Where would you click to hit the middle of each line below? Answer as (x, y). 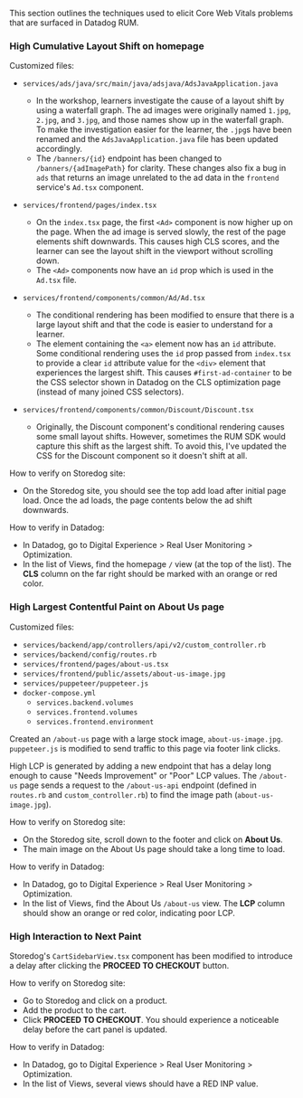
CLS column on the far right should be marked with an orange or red (150, 574)
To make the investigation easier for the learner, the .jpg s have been (164, 129)
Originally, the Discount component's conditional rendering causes (160, 427)
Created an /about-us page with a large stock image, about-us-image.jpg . (146, 738)
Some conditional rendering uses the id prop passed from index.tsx (163, 354)
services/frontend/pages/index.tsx (90, 206)
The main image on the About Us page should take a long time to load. (154, 848)
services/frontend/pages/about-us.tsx (95, 664)
